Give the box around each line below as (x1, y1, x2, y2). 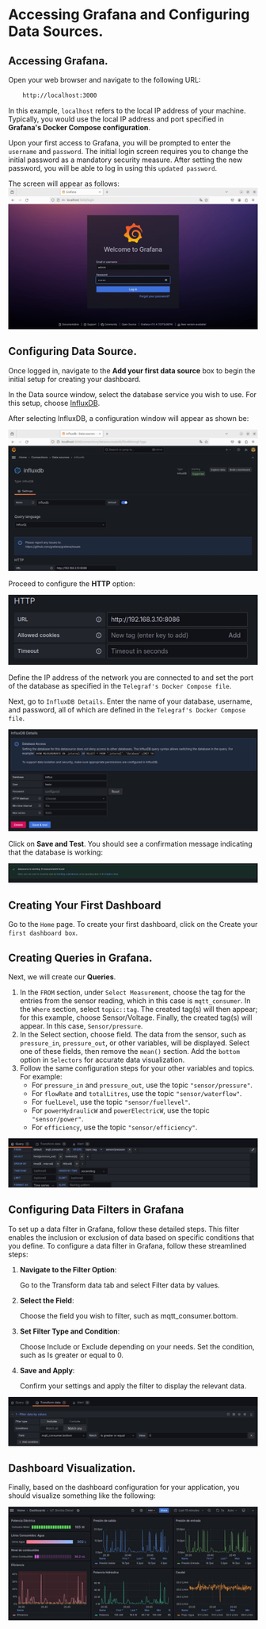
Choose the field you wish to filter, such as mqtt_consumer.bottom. (19, 1311, 239, 1320)
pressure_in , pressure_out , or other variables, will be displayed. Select (19, 1038, 250, 1048)
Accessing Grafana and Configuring (8, 6, 250, 24)
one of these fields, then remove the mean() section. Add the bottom (19, 1046, 240, 1056)
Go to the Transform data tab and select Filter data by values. (19, 1280, 220, 1290)
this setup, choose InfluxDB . (8, 398, 101, 407)
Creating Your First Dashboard (8, 898, 161, 912)
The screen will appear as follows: (8, 179, 120, 188)
